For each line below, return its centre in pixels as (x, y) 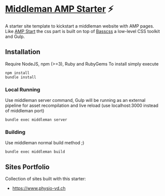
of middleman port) (25, 111)
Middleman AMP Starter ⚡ (59, 9)
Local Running (23, 90)
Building (15, 132)
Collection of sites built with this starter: (46, 179)
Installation (23, 52)
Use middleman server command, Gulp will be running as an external (75, 100)
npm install (17, 73)
